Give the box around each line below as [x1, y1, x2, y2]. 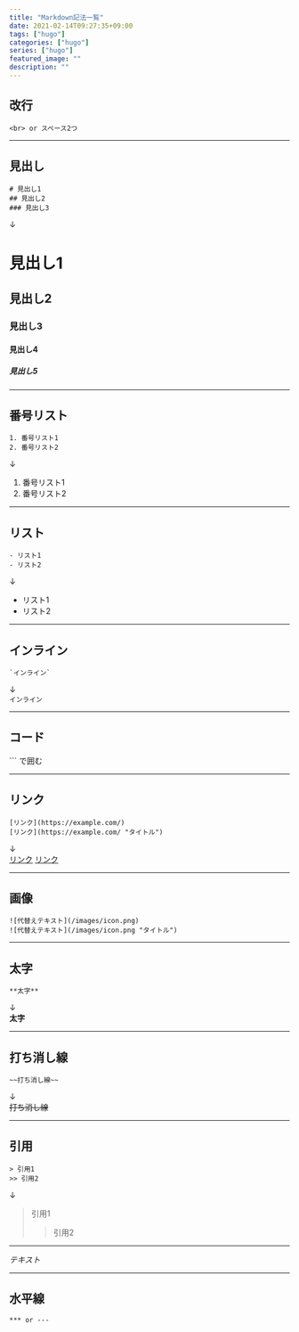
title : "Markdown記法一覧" [9, 12, 104, 22]
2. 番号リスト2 [9, 443, 60, 453]
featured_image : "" [9, 54, 82, 63]
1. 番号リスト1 [9, 434, 60, 443]
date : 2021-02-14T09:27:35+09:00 [9, 21, 133, 30]
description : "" [9, 63, 69, 72]
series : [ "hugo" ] [9, 46, 74, 55]
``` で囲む [9, 755, 43, 766]
